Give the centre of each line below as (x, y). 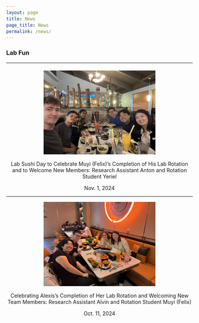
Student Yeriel (99, 177)
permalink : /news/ (29, 31)
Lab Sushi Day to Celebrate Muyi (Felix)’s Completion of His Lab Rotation (99, 164)
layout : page (22, 12)
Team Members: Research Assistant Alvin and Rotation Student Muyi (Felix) (99, 302)
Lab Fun (18, 53)
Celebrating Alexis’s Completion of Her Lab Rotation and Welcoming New (99, 296)
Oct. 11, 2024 (99, 313)
